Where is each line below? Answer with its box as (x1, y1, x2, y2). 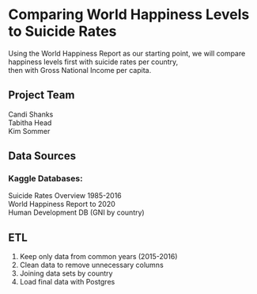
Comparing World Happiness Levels (8, 6, 250, 24)
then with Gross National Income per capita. (8, 65, 152, 74)
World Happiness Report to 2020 (8, 200, 116, 209)
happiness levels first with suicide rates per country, (8, 57, 179, 67)
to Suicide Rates (8, 22, 117, 40)
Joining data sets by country (19, 269, 113, 278)
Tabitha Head (8, 117, 52, 128)
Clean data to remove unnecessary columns (19, 260, 164, 270)
